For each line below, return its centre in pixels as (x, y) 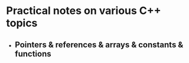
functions (33, 54)
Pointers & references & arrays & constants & (99, 45)
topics (22, 23)
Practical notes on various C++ (84, 11)
